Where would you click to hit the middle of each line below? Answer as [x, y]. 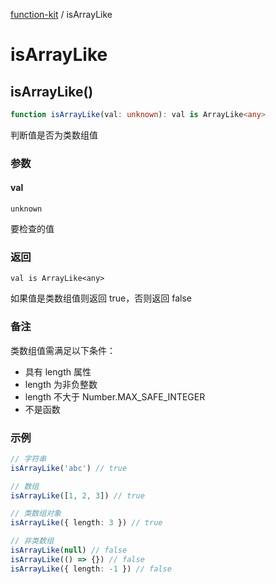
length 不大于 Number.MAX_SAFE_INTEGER [115, 396]
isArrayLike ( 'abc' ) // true [69, 468]
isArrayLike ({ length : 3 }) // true [86, 523]
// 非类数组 [32, 541]
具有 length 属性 [58, 371]
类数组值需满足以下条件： [63, 350]
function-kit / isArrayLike [61, 14]
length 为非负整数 [61, 384]
